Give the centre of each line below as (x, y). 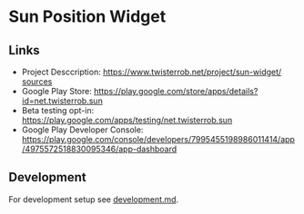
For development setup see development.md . (94, 199)
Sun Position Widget (87, 17)
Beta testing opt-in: (58, 110)
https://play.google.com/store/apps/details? (176, 91)
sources (37, 82)
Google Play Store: (56, 91)
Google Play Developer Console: (82, 130)
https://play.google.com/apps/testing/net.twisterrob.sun (127, 120)
